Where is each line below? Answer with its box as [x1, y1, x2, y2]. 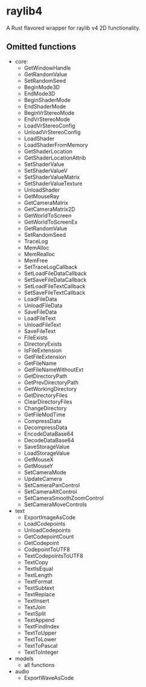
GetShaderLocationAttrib [24, 154, 86, 161]
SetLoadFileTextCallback [24, 282, 86, 289]
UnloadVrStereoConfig [24, 128, 81, 135]
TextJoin [24, 603, 46, 611]
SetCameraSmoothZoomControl [24, 494, 104, 502]
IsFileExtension [24, 346, 62, 354]
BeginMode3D [24, 83, 60, 91]
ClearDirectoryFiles [24, 398, 72, 405]
